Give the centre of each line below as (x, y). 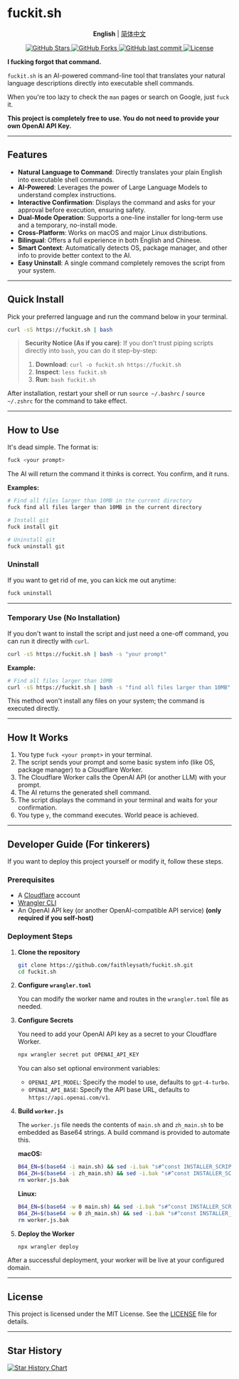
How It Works (38, 737)
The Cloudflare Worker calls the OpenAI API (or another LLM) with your (122, 777)
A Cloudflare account (49, 896)
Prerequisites (31, 880)
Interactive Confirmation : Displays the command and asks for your (116, 202)
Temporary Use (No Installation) (64, 618)
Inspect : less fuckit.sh (71, 372)
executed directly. (34, 708)
